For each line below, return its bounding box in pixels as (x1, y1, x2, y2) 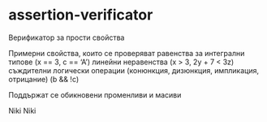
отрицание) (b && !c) (8, 74, 80, 84)
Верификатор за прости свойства (8, 33, 125, 42)
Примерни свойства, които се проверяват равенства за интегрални (8, 48, 245, 58)
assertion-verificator (8, 6, 153, 24)
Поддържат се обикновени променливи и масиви (8, 89, 182, 99)
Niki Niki (8, 106, 37, 115)
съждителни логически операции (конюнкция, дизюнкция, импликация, (8, 65, 260, 75)
